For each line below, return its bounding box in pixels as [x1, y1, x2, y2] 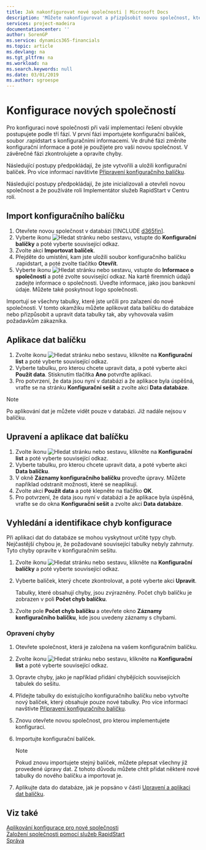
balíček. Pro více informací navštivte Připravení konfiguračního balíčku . [6, 168, 186, 176]
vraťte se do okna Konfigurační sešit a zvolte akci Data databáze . [15, 500, 183, 507]
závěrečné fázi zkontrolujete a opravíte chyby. [6, 150, 123, 157]
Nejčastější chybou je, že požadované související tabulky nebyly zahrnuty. [6, 540, 194, 548]
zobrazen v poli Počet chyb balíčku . [15, 595, 107, 603]
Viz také [6, 808, 39, 818]
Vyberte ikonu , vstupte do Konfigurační [15, 233, 197, 241]
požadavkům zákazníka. [6, 317, 67, 325]
